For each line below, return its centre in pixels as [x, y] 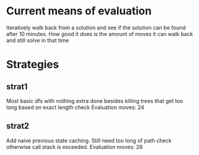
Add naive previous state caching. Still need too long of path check [89, 140]
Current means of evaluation [79, 11]
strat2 [18, 126]
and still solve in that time [37, 40]
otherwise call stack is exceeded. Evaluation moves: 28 [74, 147]
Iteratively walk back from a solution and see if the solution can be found [96, 28]
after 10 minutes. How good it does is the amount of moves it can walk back [100, 34]
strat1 [17, 86]
